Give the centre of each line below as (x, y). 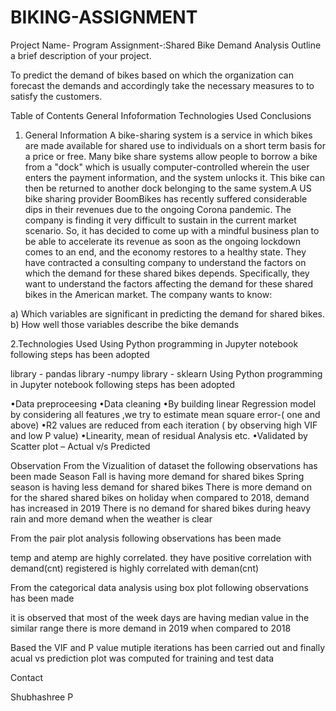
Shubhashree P (42, 697)
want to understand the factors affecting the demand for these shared (169, 283)
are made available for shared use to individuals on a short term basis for (175, 145)
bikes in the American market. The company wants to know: (148, 294)
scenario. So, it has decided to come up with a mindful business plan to (172, 230)
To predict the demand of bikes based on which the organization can (152, 75)
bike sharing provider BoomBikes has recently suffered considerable (166, 198)
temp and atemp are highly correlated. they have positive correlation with (161, 557)
